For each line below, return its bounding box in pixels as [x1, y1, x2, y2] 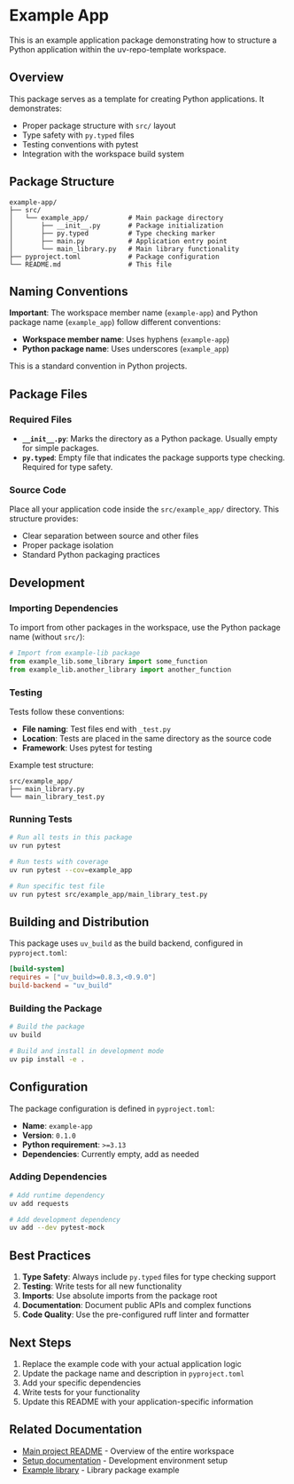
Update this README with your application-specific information [21, 1396, 254, 1407]
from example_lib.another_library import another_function [9, 665, 232, 674]
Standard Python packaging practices [21, 550, 161, 560]
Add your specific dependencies [21, 1377, 142, 1388]
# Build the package [9, 1022, 86, 1031]
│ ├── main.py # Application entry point [9, 236, 228, 245]
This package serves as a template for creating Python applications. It [9, 93, 265, 104]
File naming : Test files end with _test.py [21, 723, 171, 734]
